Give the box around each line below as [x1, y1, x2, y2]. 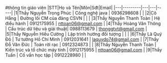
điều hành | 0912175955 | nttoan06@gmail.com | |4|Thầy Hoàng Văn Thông [5, 20, 161, 26]
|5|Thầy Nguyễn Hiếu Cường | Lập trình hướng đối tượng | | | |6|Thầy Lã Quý [5, 31, 162, 37]
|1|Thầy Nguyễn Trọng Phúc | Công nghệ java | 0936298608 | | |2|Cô [13, 10, 156, 16]
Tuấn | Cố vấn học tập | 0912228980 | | [5, 52, 86, 58]
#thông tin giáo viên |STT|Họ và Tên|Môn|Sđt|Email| [5, 5, 113, 10]
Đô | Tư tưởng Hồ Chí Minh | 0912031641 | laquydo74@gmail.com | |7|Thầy [5, 36, 159, 42]
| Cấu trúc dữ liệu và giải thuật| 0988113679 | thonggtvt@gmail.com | [5, 26, 147, 32]
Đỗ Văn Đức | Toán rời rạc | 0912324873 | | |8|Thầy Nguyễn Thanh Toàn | [5, 42, 156, 47]
